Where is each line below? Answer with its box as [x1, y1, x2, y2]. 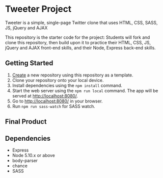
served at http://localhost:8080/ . [12, 93, 78, 99]
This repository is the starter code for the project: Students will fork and [5, 34, 150, 40]
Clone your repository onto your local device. [12, 77, 104, 83]
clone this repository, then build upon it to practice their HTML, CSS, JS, [5, 39, 151, 45]
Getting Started [5, 59, 54, 67]
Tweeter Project [5, 3, 72, 15]
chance [12, 163, 28, 169]
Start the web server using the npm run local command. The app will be [12, 87, 159, 94]
